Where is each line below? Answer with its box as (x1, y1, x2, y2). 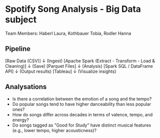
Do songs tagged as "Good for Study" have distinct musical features (12, 122, 151, 128)
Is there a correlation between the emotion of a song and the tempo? (12, 95, 152, 102)
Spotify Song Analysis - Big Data (5, 3, 141, 15)
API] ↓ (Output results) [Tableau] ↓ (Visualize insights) (5, 68, 117, 74)
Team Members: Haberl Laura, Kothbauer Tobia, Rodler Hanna (5, 30, 131, 36)
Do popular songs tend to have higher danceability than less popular (12, 101, 151, 107)
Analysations (5, 83, 47, 91)
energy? (12, 117, 30, 123)
